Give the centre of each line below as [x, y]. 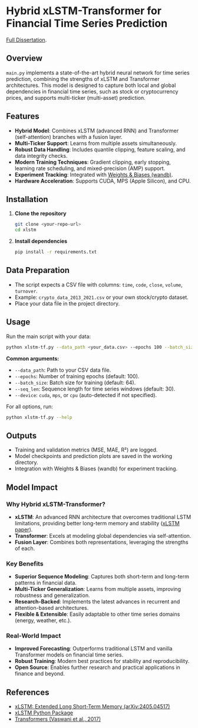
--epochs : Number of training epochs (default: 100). [77, 376]
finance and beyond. [39, 674]
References [28, 692]
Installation [27, 199]
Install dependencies [41, 241]
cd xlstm [25, 230]
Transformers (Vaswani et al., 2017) [58, 719]
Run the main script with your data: [49, 336]
